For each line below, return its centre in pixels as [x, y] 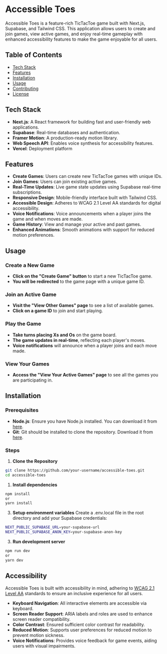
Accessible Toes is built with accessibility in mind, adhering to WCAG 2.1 [80, 588]
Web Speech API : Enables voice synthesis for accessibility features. [83, 143]
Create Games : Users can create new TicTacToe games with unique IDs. [87, 176]
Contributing [25, 88]
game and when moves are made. [47, 219]
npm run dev [18, 551]
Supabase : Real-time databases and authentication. [66, 132]
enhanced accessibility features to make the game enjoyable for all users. [81, 39]
